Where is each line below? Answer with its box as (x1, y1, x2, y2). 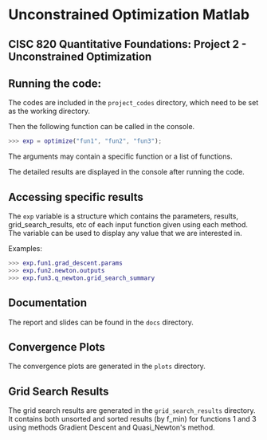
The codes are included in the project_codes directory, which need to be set (8, 98, 259, 108)
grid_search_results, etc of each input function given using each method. (8, 220, 249, 230)
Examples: (8, 244, 42, 253)
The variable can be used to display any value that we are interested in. (8, 229, 242, 238)
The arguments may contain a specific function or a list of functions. (8, 151, 233, 161)
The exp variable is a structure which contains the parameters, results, (8, 211, 239, 221)
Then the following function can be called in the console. (8, 122, 195, 132)
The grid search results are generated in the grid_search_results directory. (8, 406, 257, 415)
